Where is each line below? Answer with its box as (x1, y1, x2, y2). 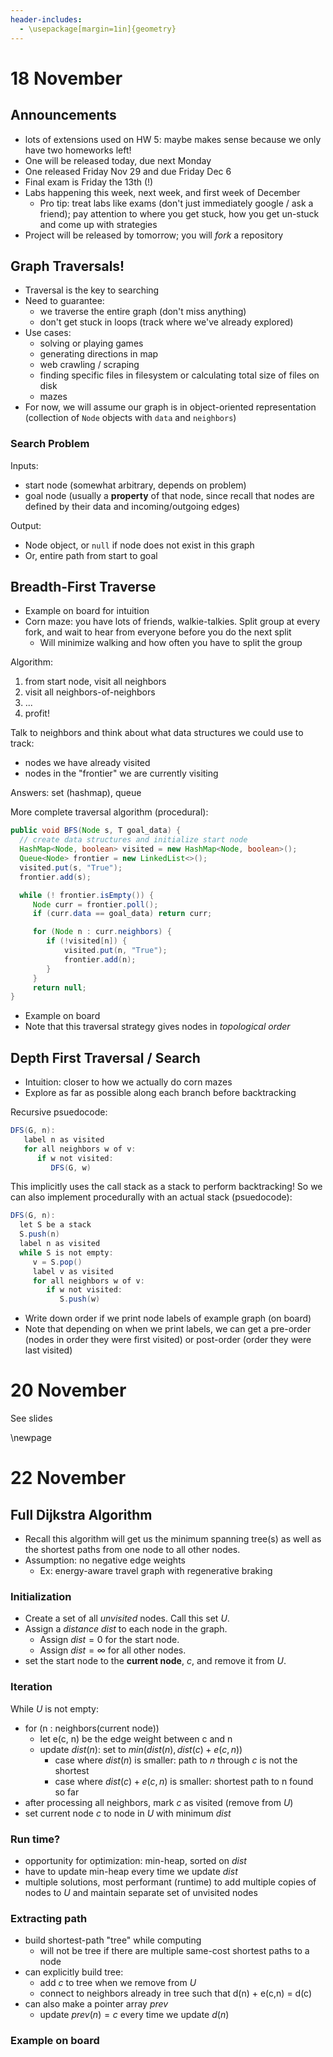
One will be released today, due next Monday (24, 154, 212, 166)
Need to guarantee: (24, 295, 105, 307)
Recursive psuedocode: (10, 1106, 108, 1118)
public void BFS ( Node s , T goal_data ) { (10, 826, 182, 836)
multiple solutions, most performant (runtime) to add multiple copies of (24, 1876, 317, 1888)
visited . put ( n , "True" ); (63, 946, 168, 956)
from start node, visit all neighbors (24, 676, 167, 688)
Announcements (10, 107, 117, 124)
